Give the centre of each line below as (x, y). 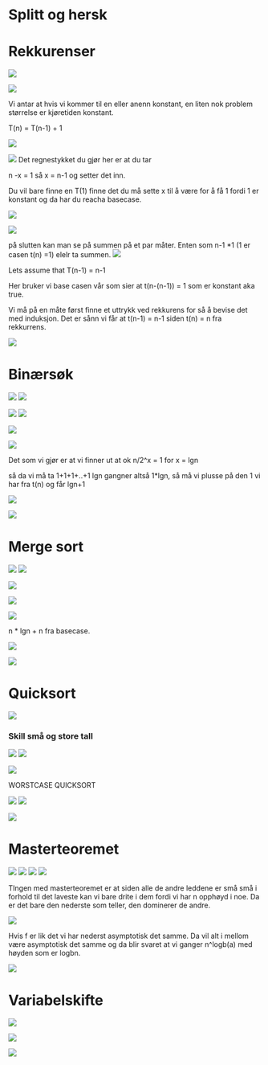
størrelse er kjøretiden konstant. (61, 113)
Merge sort (46, 547)
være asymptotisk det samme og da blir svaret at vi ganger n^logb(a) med (130, 944)
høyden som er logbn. (45, 953)
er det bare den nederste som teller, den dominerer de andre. (110, 905)
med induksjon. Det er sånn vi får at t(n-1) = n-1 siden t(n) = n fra (115, 318)
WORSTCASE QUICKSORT (52, 785)
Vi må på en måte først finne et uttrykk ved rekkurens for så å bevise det (128, 310)
